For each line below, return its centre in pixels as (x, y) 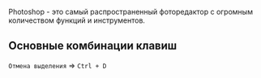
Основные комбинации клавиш (93, 46)
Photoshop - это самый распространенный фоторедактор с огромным (131, 12)
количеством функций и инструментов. (77, 20)
